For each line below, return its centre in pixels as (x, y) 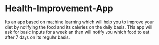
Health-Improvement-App (59, 8)
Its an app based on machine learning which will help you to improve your (79, 22)
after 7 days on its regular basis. (38, 37)
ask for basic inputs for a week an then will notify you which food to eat (77, 32)
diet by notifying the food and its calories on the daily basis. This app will (79, 27)
